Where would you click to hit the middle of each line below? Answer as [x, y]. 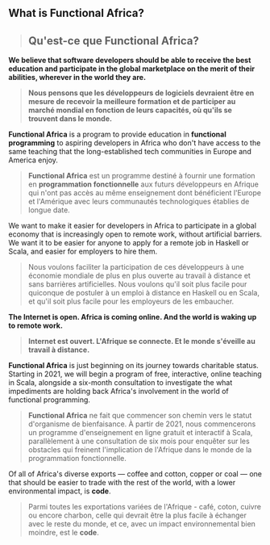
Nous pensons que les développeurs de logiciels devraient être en [141, 93]
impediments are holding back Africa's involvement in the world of [118, 392]
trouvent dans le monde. [70, 119]
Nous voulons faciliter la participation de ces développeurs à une [136, 267]
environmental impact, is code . [60, 491]
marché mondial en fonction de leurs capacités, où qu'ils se [130, 110]
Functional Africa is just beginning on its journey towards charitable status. [134, 366]
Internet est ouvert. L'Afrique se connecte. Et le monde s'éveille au [141, 342]
